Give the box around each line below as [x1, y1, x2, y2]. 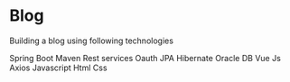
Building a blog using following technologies [9, 35, 174, 46]
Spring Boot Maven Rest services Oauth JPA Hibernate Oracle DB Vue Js [9, 52, 282, 63]
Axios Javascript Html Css [9, 62, 108, 73]
